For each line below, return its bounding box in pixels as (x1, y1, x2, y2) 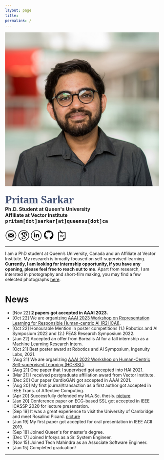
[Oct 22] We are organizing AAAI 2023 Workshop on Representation (12, 315, 150, 321)
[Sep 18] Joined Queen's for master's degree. (12, 429, 104, 435)
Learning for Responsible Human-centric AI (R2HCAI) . (12, 320, 121, 326)
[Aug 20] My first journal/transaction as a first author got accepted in (12, 382, 151, 388)
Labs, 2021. (12, 352, 36, 357)
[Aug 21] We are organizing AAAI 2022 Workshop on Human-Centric (12, 356, 150, 362)
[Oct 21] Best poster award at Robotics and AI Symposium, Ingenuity (12, 346, 150, 352)
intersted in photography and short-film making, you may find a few (5, 272, 141, 277)
